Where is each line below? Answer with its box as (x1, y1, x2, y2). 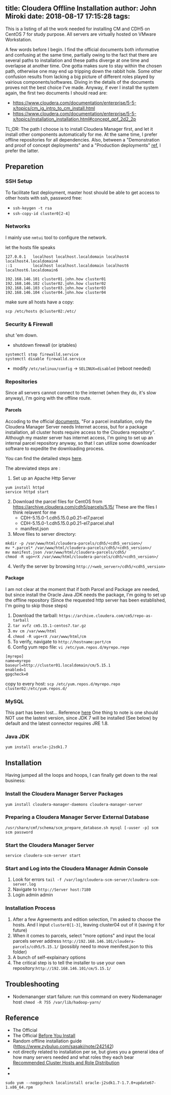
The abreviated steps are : (5, 465, 60, 471)
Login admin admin (12, 892, 53, 898)
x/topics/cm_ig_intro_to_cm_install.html (12, 105, 95, 111)
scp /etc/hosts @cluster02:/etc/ (5, 308, 77, 314)
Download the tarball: (12, 612, 58, 618)
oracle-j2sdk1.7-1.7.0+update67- (85, 1080, 157, 1086)
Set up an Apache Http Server (12, 475, 76, 481)
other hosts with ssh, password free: (5, 195, 83, 201)
